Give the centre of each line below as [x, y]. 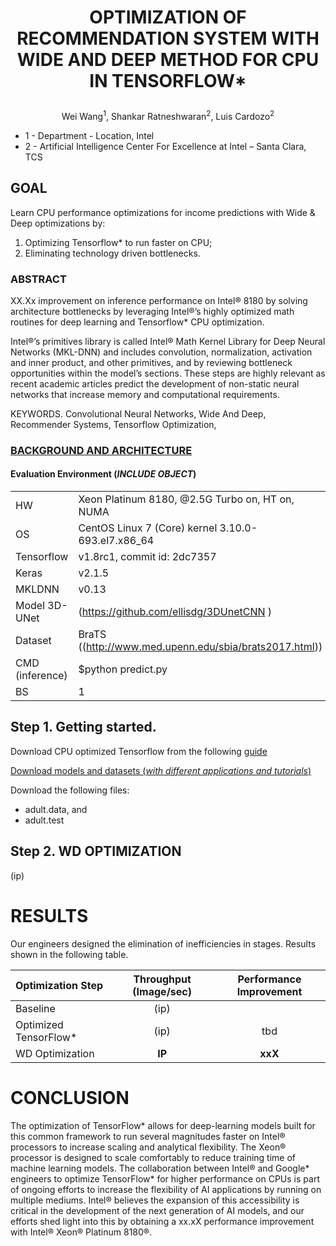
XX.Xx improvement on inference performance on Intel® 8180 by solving [159, 300]
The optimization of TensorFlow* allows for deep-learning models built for [163, 1125]
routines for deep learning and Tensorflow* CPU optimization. [137, 322]
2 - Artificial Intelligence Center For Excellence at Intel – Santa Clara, [165, 146]
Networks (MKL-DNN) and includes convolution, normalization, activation [161, 352]
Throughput [162, 979]
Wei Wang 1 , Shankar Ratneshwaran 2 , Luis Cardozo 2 [168, 115]
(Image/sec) [162, 991]
